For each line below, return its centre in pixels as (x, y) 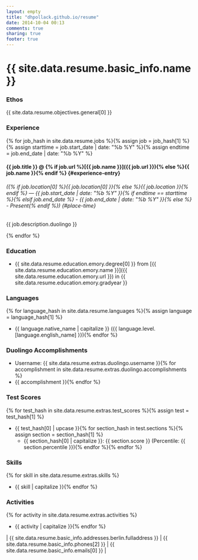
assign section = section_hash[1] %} (59, 434)
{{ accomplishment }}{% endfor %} (58, 382)
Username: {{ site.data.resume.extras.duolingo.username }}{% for (95, 363)
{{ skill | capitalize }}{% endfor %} (56, 487)
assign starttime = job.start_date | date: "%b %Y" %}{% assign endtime (102, 147)
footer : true (22, 39)
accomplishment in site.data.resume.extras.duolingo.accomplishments (101, 369)
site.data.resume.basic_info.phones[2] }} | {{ (60, 544)
